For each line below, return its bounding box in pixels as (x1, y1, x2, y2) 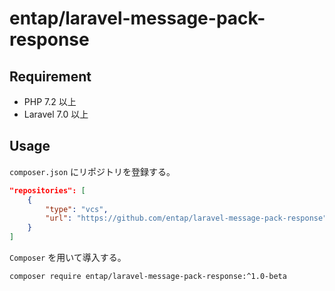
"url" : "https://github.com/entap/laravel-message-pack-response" (45, 213, 328, 224)
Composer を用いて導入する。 (9, 252, 127, 264)
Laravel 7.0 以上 (23, 108, 89, 120)
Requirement (9, 68, 92, 85)
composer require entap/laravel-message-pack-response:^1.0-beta (9, 272, 287, 282)
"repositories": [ (9, 185, 86, 196)
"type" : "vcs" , (45, 204, 109, 214)
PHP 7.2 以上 (23, 96, 77, 107)
